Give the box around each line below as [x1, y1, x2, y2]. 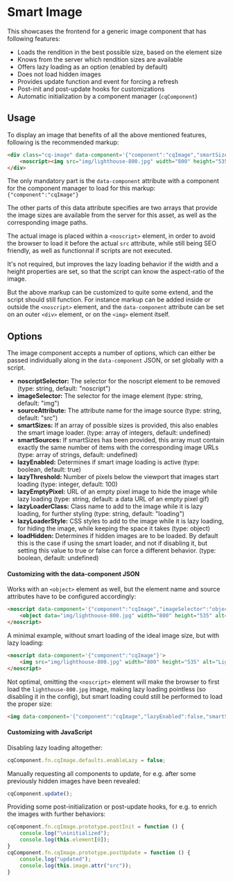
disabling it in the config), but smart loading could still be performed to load [7, 692, 223, 700]
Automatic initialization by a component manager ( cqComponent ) [17, 92, 198, 101]
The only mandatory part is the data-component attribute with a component [7, 177, 220, 185]
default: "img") [17, 399, 60, 408]
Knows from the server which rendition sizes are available [17, 55, 183, 63]
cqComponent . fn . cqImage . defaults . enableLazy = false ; [7, 756, 166, 763]
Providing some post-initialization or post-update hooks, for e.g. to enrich [7, 802, 217, 811]
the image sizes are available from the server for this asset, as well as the [7, 211, 217, 219]
